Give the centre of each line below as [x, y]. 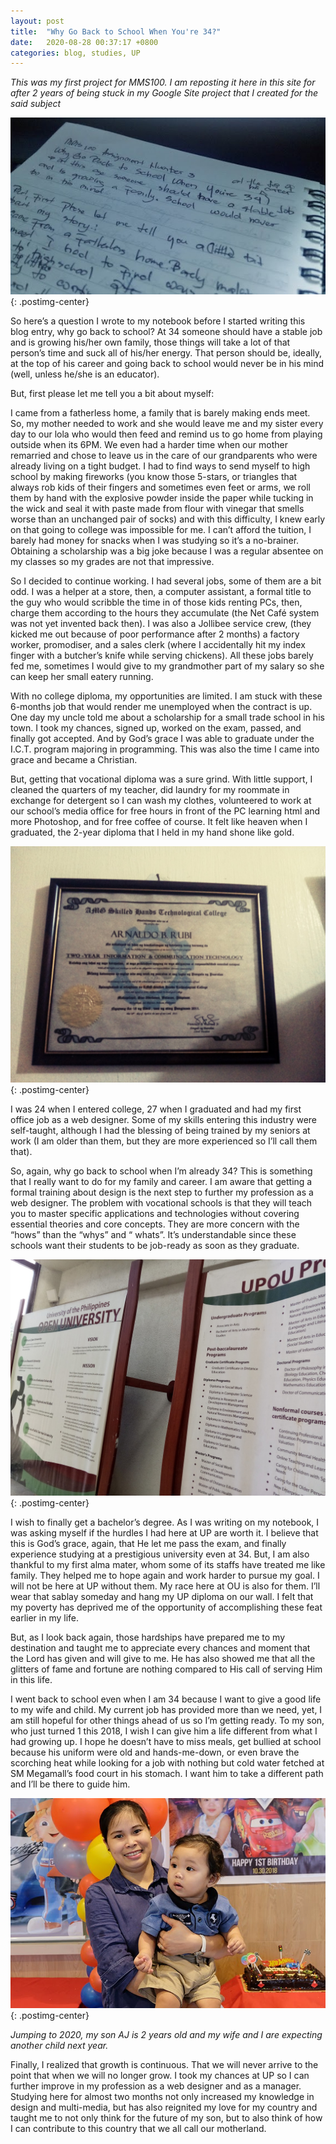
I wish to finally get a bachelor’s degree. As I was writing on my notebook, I [165, 1522]
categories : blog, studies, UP [75, 53]
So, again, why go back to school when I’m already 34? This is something [161, 1171]
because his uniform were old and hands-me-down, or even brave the [155, 1752]
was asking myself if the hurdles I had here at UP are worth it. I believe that [164, 1533]
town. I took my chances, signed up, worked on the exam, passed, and [156, 728]
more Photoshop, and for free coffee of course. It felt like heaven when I [159, 822]
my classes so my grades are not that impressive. [112, 562]
